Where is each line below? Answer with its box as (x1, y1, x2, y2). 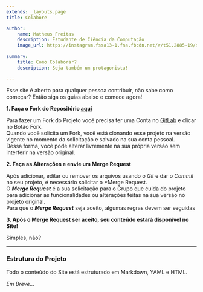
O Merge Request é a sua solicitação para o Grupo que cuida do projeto (6, 185, 186, 192)
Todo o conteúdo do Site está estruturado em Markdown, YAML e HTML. (6, 268, 188, 276)
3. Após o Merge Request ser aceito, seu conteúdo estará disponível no (6, 216, 189, 223)
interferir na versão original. (6, 149, 76, 156)
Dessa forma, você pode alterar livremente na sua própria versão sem (6, 142, 180, 149)
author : (6, 25, 26, 31)
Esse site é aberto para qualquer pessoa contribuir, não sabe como (6, 86, 173, 94)
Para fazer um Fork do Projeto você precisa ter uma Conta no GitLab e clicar (6, 116, 196, 124)
